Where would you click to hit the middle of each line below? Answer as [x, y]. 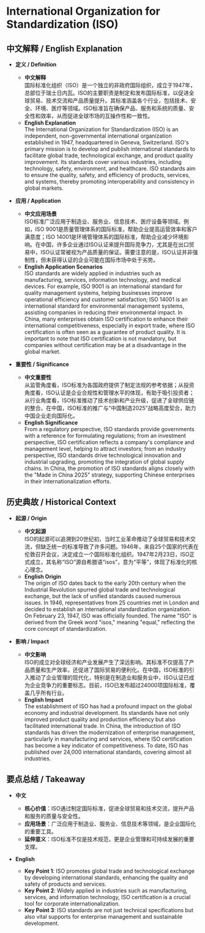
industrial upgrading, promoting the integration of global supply [104, 462]
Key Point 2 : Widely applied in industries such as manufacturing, [106, 890]
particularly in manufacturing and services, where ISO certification [108, 739]
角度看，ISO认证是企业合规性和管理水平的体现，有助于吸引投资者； [109, 392]
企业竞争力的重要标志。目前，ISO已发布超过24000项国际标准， [110, 685]
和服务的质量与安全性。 [54, 816]
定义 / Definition [36, 64]
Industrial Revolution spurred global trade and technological [100, 589]
